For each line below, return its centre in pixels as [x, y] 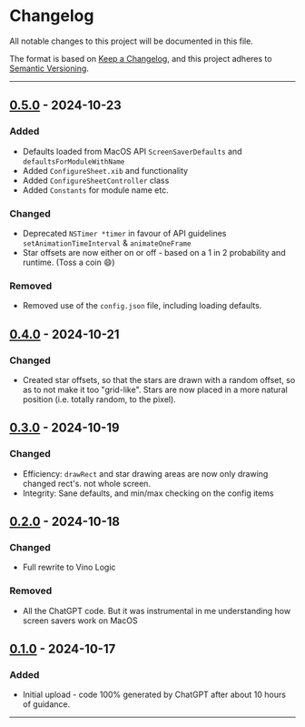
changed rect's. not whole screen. [87, 483]
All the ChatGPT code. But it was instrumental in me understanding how [157, 611]
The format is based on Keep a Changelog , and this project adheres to [141, 58]
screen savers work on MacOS [80, 621]
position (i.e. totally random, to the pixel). [99, 399]
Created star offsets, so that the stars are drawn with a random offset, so [159, 379]
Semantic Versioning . [49, 68]
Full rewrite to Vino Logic [69, 567]
